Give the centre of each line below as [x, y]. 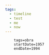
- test [16, 18]
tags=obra [24, 40]
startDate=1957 [29, 44]
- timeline [20, 14]
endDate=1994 [27, 49]
